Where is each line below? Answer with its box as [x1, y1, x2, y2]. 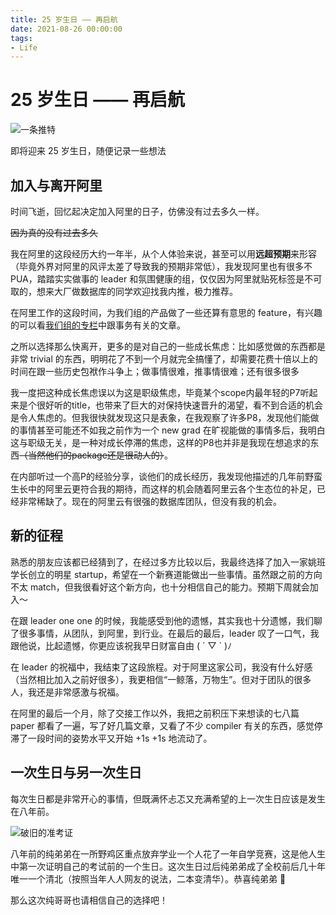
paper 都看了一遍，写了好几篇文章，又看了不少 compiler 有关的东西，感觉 [10, 719, 315, 731]
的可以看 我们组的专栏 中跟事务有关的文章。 [10, 319, 186, 331]
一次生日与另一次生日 [10, 764, 142, 781]
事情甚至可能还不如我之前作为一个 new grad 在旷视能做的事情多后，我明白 [18, 424, 326, 436]
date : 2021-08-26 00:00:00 [10, 24, 123, 34]
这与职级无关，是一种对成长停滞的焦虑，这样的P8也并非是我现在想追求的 [10, 437, 311, 448]
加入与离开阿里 [10, 177, 103, 194]
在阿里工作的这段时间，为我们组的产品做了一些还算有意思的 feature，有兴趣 [10, 307, 323, 318]
